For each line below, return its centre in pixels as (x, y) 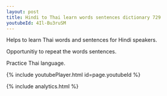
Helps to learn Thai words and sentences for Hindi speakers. (82, 40)
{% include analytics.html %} (42, 86)
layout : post (23, 12)
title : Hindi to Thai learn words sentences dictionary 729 (84, 17)
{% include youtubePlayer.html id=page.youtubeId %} (74, 75)
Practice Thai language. (36, 63)
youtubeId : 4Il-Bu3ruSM (36, 23)
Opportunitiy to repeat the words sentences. (61, 52)
